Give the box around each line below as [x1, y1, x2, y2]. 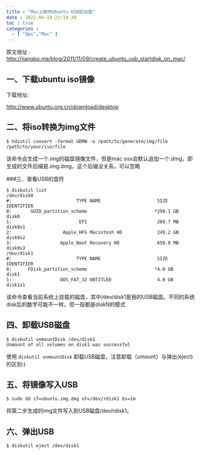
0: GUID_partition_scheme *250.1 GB [6, 208, 179, 214]
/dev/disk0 [6, 192, 34, 198]
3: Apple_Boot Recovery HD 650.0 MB [6, 240, 179, 246]
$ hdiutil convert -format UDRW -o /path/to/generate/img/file [6, 138, 169, 144]
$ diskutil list [6, 187, 47, 193]
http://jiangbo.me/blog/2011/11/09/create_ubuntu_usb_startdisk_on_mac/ [6, 55, 185, 63]
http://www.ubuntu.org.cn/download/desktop [6, 103, 119, 110]
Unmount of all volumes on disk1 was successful [6, 341, 131, 347]
